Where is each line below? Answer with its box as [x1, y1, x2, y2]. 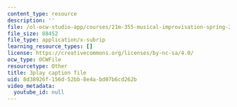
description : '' [7, 17, 55, 24]
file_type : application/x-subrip [7, 37, 106, 44]
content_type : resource [7, 10, 78, 18]
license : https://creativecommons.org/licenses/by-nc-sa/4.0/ [7, 50, 194, 57]
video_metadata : [7, 82, 55, 89]
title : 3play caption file [7, 69, 87, 76]
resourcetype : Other [7, 63, 68, 70]
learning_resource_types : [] [7, 43, 93, 50]
